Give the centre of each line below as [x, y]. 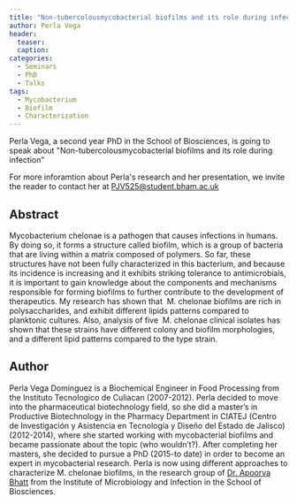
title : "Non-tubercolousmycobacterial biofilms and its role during [138, 17]
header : [23, 34]
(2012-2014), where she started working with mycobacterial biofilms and [141, 435]
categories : [31, 58]
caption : [33, 50]
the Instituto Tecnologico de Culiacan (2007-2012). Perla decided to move [144, 397]
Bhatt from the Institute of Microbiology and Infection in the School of [136, 482]
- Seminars [37, 67]
